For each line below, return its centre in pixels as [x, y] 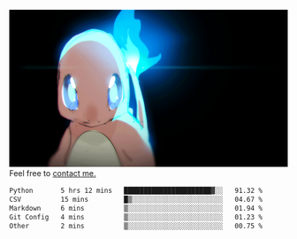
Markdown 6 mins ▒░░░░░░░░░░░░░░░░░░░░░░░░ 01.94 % [136, 208]
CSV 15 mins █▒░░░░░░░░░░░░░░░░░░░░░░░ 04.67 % [136, 199]
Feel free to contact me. [53, 173]
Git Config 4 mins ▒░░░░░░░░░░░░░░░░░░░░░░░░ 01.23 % [136, 217]
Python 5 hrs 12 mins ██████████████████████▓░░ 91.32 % [136, 190]
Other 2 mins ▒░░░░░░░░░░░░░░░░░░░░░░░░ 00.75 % [136, 226]
